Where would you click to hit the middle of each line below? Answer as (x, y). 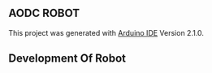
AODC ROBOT (44, 13)
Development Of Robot (67, 59)
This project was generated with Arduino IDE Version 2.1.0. (106, 32)
